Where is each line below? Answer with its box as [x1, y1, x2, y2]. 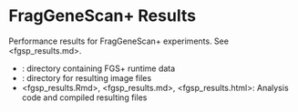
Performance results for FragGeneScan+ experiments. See [8, 36, 230, 46]
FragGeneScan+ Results [8, 5, 197, 26]
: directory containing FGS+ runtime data [21, 63, 176, 74]
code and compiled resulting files [21, 92, 148, 103]
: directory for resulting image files [21, 72, 152, 83]
